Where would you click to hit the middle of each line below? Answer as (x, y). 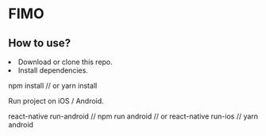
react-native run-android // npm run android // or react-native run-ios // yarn (133, 116)
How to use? (40, 43)
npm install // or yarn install (53, 85)
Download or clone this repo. (66, 62)
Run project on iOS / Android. (56, 101)
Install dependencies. (54, 70)
